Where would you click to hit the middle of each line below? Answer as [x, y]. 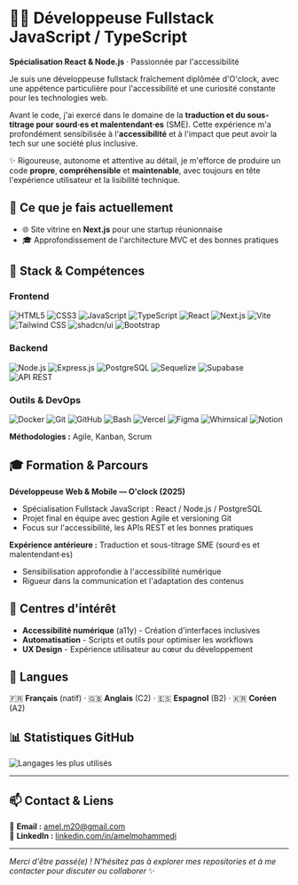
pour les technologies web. [59, 98]
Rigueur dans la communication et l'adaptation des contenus [133, 580]
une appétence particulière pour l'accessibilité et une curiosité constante [143, 88]
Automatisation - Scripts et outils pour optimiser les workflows [138, 640]
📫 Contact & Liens [62, 800]
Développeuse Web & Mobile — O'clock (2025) [98, 491]
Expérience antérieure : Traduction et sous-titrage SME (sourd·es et [134, 545]
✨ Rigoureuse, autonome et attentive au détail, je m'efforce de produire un [145, 160]
